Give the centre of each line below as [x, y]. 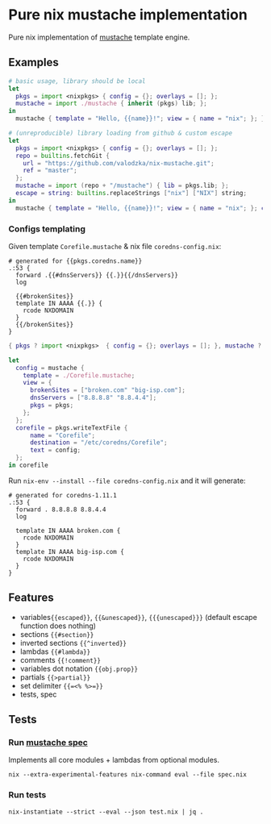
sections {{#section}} [57, 634]
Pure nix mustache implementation [128, 15]
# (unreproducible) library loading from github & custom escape [120, 133]
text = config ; [55, 450]
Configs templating [47, 229]
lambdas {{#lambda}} [55, 651]
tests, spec [38, 694]
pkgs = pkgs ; [52, 406]
